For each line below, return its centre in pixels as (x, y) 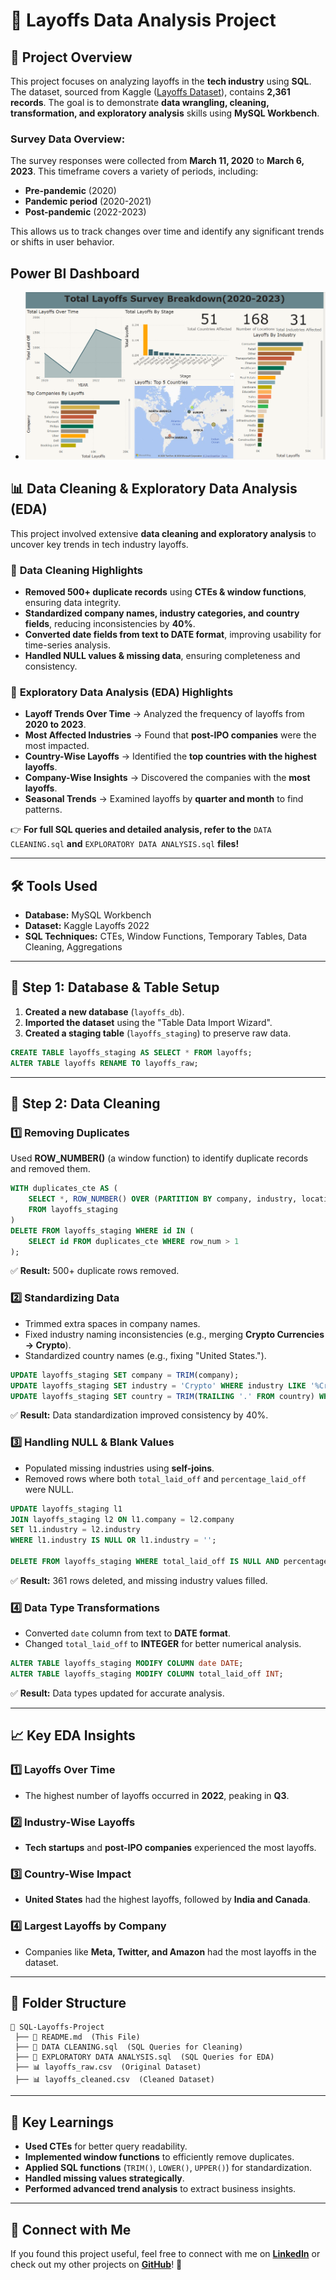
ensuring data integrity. (73, 602)
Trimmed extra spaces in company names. (112, 1323)
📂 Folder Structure (68, 2002)
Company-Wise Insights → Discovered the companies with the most (167, 778)
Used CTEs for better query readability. (106, 2146)
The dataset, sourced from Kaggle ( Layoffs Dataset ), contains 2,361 (150, 92)
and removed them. (50, 1169)
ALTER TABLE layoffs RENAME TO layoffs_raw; (104, 1063)
